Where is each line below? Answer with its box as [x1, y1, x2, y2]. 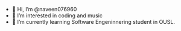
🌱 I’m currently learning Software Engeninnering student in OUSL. [11, 18, 175, 25]
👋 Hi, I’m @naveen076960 [11, 6, 77, 13]
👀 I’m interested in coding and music [11, 12, 103, 19]
